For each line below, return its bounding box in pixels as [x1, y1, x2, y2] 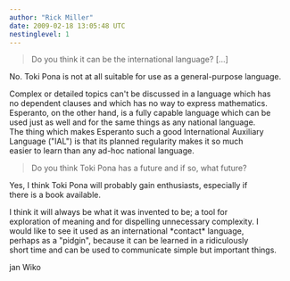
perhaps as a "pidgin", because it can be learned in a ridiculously [9, 236, 249, 246]
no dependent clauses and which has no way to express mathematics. [9, 98, 268, 109]
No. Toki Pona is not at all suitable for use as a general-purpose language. [9, 71, 282, 82]
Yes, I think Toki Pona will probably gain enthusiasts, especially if [9, 180, 248, 191]
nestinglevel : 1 [9, 29, 70, 38]
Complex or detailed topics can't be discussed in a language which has [9, 88, 271, 99]
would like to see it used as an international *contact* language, [9, 226, 244, 236]
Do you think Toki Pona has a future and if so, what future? [30, 162, 247, 174]
